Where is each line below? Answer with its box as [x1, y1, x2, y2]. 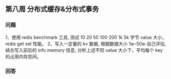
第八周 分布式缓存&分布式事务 [5, 5, 99, 14]
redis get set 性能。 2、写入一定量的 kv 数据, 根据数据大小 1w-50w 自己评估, [5, 41, 166, 47]
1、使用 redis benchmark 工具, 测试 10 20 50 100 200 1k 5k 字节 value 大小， [5, 34, 167, 40]
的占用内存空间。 [5, 53, 41, 60]
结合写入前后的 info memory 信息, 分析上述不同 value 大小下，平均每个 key [5, 47, 163, 53]
